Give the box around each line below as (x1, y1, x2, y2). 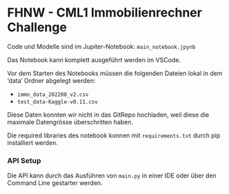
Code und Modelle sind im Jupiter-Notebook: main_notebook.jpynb (7, 42, 196, 50)
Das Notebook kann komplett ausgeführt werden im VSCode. (7, 55, 181, 64)
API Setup (7, 155, 41, 165)
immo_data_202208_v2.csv (17, 91, 89, 98)
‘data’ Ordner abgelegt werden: (7, 76, 96, 84)
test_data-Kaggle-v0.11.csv (17, 98, 98, 105)
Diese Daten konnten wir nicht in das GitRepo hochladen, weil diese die (7, 110, 210, 119)
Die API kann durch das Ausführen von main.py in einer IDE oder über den (7, 171, 217, 180)
